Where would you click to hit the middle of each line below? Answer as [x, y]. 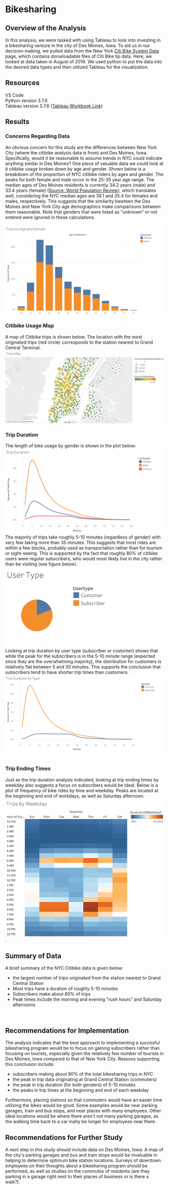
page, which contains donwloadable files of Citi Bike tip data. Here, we [79, 56]
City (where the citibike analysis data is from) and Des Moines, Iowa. [76, 152]
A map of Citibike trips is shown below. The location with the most [74, 337]
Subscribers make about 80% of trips [51, 994]
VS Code [14, 95]
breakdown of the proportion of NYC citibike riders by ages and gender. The [84, 174]
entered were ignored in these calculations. [50, 217]
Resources [22, 83]
